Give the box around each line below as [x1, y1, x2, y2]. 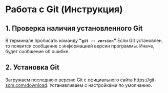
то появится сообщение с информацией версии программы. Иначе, [5, 43, 155, 49]
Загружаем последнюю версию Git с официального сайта [5, 77, 133, 83]
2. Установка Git [5, 63, 60, 72]
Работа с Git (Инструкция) [5, 4, 123, 15]
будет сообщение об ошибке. [5, 49, 70, 54]
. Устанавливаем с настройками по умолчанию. [47, 82, 152, 88]
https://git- [134, 77, 157, 83]
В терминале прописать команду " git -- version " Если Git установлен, [5, 37, 163, 43]
